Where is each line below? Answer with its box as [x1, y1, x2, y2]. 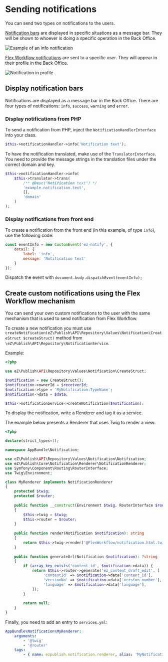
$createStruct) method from [23, 335, 82, 341]
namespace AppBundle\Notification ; [5, 447, 79, 452]
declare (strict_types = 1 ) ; [5, 438, 59, 443]
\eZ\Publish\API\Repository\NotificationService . [5, 340, 110, 347]
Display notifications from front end [5, 216, 94, 223]
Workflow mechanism [5, 297, 75, 305]
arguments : [14, 633, 37, 638]
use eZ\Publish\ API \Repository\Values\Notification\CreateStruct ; [5, 369, 146, 374]
